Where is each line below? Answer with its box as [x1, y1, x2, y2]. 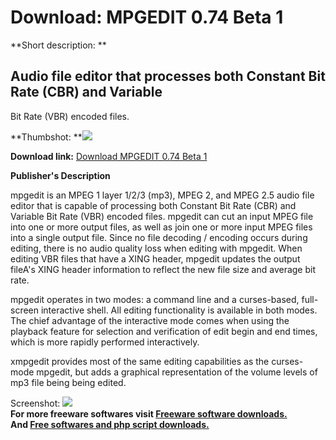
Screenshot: [10, 397, 61, 409]
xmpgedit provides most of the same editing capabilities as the [10, 355, 270, 367]
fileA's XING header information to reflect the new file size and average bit [10, 263, 317, 275]
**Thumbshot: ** [10, 131, 83, 143]
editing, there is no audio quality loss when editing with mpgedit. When [10, 242, 303, 254]
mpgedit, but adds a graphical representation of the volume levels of [36, 366, 318, 378]
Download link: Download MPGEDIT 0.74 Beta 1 [10, 150, 208, 162]
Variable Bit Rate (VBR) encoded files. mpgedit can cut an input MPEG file [10, 210, 314, 222]
